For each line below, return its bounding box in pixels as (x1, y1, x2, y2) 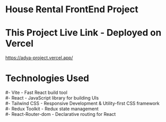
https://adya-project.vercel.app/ (5, 55, 73, 61)
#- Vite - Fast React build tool (5, 89, 68, 95)
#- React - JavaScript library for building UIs (5, 95, 99, 101)
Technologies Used (5, 72, 90, 84)
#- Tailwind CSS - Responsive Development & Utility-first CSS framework (5, 101, 160, 107)
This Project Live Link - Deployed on (5, 27, 161, 39)
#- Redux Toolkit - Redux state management (5, 106, 99, 112)
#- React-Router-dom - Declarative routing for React (5, 111, 116, 117)
